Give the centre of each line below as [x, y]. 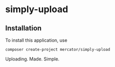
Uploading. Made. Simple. [32, 59]
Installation [23, 28]
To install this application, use [36, 40]
